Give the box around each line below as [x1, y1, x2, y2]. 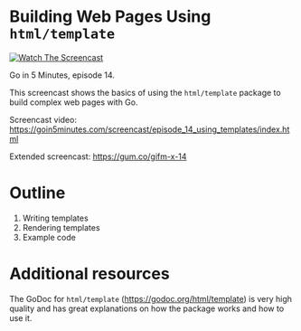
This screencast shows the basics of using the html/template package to [9, 87, 282, 98]
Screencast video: [9, 114, 77, 125]
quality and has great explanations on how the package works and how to [9, 303, 285, 314]
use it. [9, 312, 33, 323]
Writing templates [22, 213, 89, 223]
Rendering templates [22, 222, 101, 232]
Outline [9, 183, 66, 203]
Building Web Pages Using [9, 6, 212, 27]
